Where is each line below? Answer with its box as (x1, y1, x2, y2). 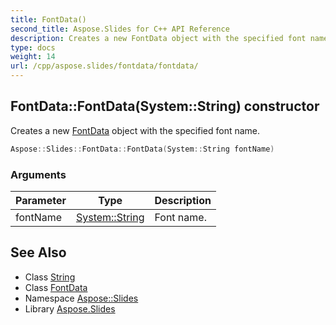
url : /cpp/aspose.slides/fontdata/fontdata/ (10, 61, 199, 71)
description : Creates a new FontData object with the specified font (10, 33, 307, 43)
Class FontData (24, 281, 88, 293)
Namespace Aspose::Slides (24, 292, 139, 304)
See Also (10, 244, 67, 261)
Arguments (10, 167, 67, 181)
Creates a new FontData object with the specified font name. (10, 124, 261, 136)
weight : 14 (10, 52, 56, 62)
